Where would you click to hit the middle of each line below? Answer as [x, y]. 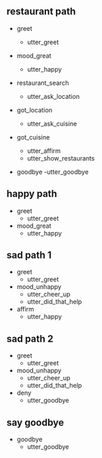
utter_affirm [44, 151]
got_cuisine [33, 137]
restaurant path [41, 12]
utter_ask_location [53, 96]
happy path [32, 194]
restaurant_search [43, 83]
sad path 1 [29, 255]
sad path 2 [30, 338]
